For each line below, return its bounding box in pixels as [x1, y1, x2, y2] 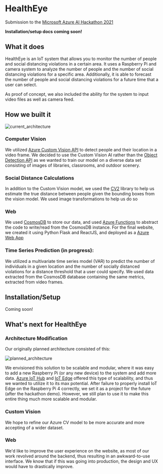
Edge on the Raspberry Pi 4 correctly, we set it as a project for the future [5, 386, 151, 391]
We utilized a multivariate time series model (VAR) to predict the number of [5, 258, 155, 264]
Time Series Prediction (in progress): [5, 247, 94, 254]
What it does [5, 43, 45, 51]
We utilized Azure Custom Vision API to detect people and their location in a [5, 147, 157, 152]
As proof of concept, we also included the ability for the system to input [5, 91, 149, 97]
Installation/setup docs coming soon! [5, 28, 82, 34]
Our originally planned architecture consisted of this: [5, 346, 110, 352]
